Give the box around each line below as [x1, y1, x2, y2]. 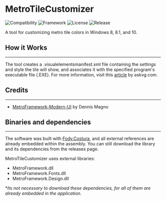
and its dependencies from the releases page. [5, 146, 99, 152]
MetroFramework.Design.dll [12, 176, 69, 182]
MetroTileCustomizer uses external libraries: [5, 156, 95, 162]
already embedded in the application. [5, 191, 82, 197]
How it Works [5, 43, 47, 52]
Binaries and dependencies [5, 118, 91, 126]
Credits [5, 86, 29, 95]
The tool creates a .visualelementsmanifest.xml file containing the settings [5, 61, 156, 67]
